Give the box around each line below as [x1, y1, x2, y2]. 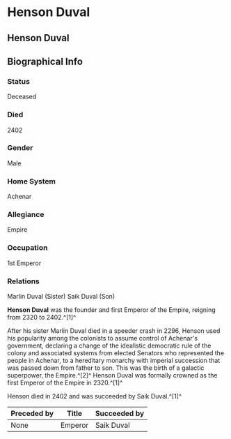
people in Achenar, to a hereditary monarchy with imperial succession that [7, 357, 221, 365]
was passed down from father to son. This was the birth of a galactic [7, 364, 205, 372]
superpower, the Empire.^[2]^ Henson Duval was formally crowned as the [7, 371, 218, 380]
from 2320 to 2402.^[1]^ [7, 313, 77, 322]
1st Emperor [7, 259, 42, 267]
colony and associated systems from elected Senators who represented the [7, 349, 225, 357]
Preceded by [10, 409, 54, 419]
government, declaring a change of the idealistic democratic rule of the [7, 341, 212, 350]
